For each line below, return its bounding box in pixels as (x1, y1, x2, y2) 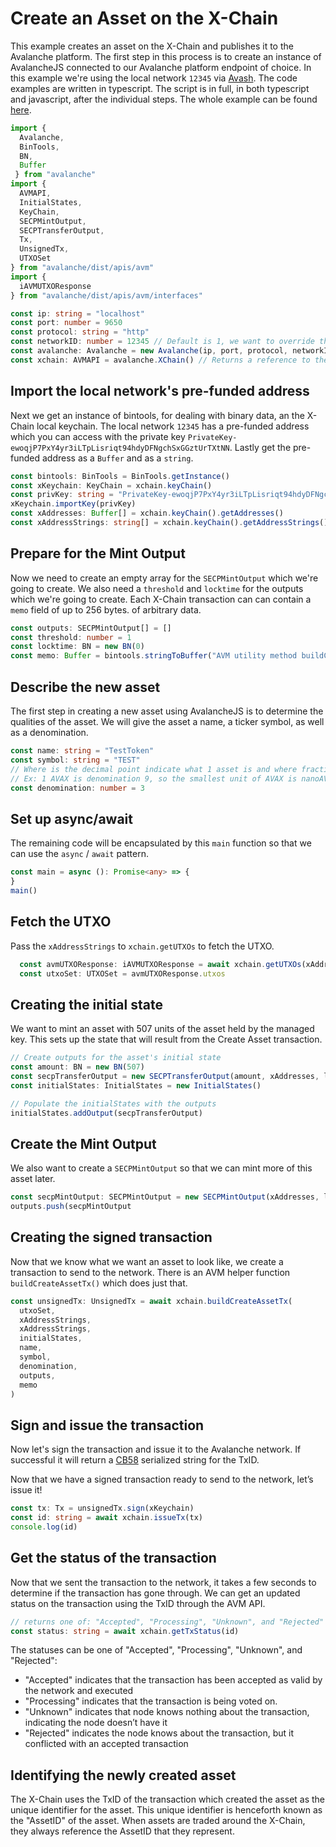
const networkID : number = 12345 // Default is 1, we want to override (10, 337, 315, 347)
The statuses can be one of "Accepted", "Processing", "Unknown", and (10, 1644, 303, 1656)
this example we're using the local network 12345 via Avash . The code (10, 72, 298, 84)
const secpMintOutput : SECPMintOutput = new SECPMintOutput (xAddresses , (10, 1192, 320, 1202)
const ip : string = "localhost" (10, 308, 145, 319)
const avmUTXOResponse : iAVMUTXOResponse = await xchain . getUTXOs (19, 959, 302, 969)
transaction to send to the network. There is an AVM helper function (10, 1266, 291, 1278)
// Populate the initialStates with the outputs (10, 1098, 217, 1109)
